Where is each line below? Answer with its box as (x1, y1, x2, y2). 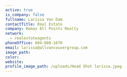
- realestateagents (10, 36, 52, 41)
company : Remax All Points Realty (5, 26, 79, 31)
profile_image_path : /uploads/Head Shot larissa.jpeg (5, 64, 122, 69)
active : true (5, 7, 33, 13)
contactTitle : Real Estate (5, 21, 63, 27)
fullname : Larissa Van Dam (5, 17, 63, 22)
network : (5, 31, 24, 36)
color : (5, 54, 19, 60)
